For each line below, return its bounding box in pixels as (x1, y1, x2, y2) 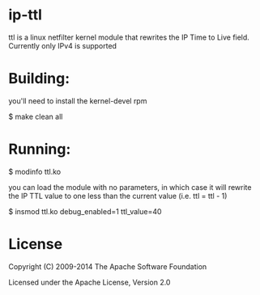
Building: (8, 70, 70, 88)
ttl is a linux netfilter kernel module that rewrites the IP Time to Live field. (8, 32, 249, 42)
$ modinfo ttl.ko (8, 166, 62, 176)
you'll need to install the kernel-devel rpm (8, 95, 147, 106)
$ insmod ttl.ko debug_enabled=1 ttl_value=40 (8, 206, 162, 216)
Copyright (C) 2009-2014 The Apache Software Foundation (8, 261, 207, 272)
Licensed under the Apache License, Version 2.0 (8, 277, 171, 287)
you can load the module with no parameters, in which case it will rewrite (8, 182, 252, 192)
